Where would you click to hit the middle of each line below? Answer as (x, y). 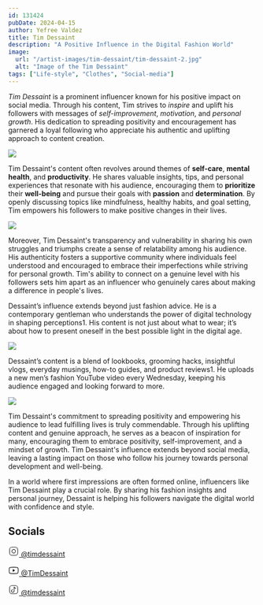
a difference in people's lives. (56, 290)
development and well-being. (56, 466)
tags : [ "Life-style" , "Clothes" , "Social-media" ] (91, 74)
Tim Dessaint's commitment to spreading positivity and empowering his (124, 416)
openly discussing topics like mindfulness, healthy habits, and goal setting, (130, 202)
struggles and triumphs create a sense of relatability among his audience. (128, 248)
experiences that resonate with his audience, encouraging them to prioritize (132, 185)
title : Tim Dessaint (42, 37)
